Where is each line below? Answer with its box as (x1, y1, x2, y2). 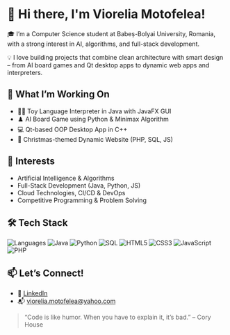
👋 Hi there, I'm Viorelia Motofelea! (7, 6, 206, 22)
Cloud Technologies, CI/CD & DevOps (17, 188, 126, 197)
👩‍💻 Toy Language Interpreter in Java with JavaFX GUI (17, 107, 172, 115)
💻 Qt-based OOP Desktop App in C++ (17, 125, 128, 133)
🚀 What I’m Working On (7, 88, 110, 100)
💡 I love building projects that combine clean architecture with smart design (7, 53, 224, 61)
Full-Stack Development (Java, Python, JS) (17, 181, 141, 190)
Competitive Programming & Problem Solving (17, 196, 147, 204)
